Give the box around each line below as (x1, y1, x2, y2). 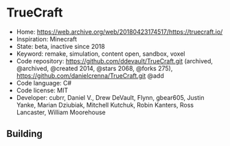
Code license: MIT (16, 86, 69, 94)
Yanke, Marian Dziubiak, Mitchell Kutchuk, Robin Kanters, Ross (16, 101, 194, 109)
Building (6, 128, 43, 140)
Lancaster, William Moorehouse (16, 108, 106, 116)
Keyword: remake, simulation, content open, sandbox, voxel (16, 50, 185, 58)
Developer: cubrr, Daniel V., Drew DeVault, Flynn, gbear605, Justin (16, 93, 205, 101)
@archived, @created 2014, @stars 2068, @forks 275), (16, 64, 173, 72)
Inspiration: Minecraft (16, 34, 77, 43)
